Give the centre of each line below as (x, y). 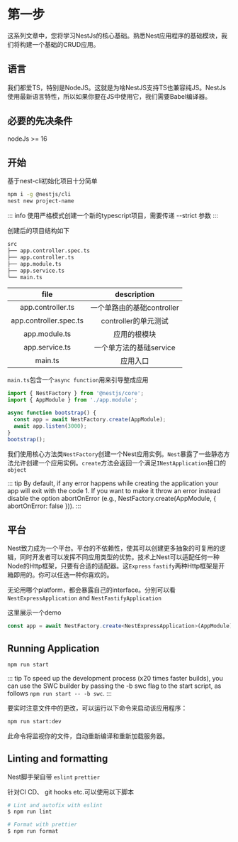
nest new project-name (41, 201)
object (17, 470)
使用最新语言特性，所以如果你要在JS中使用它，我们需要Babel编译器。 (109, 96)
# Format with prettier (42, 825)
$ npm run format (33, 831)
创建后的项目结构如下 (38, 231)
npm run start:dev (34, 721)
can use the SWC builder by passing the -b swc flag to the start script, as (114, 686)
